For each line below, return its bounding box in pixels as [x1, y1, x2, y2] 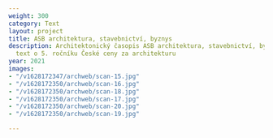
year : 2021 [8, 58, 45, 66]
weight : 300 [8, 11, 49, 20]
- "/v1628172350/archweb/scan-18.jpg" [8, 87, 140, 96]
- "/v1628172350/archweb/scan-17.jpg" [8, 95, 140, 103]
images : [8, 65, 35, 73]
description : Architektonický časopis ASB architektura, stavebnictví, [8, 42, 256, 50]
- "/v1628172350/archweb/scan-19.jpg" [8, 110, 140, 119]
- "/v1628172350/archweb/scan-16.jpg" [8, 80, 140, 88]
